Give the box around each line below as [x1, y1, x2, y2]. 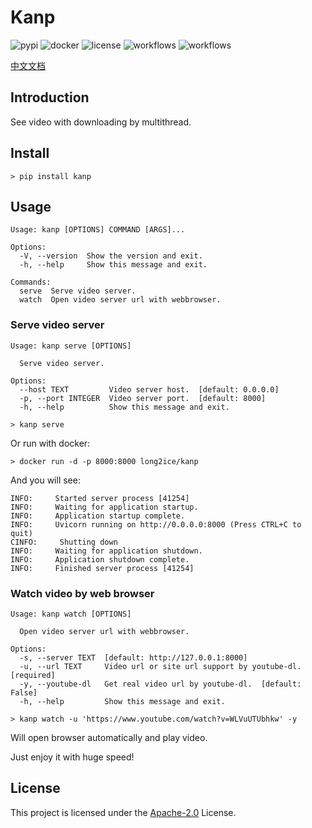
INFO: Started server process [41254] [10, 493, 190, 503]
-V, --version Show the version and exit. [19, 251, 203, 261]
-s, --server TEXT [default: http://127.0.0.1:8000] [19, 652, 248, 663]
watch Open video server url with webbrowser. [19, 295, 222, 305]
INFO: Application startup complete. [10, 511, 186, 521]
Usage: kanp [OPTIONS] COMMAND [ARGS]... [10, 225, 186, 235]
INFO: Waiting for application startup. [10, 502, 199, 512]
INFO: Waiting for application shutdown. [10, 546, 203, 556]
